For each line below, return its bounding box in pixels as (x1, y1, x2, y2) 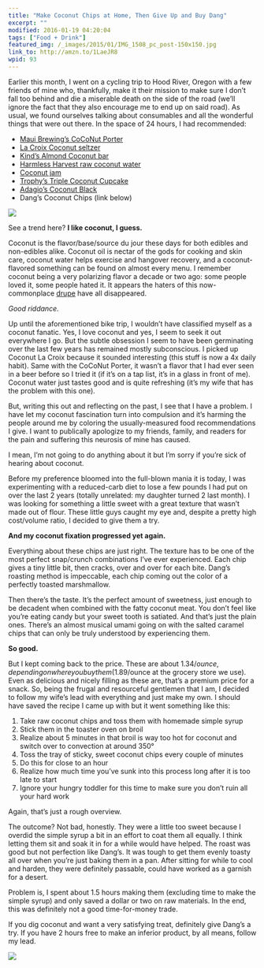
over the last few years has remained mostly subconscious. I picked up (8, 344, 239, 353)
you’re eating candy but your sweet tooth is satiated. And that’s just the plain (8, 612, 257, 621)
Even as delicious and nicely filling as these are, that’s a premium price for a (8, 676, 255, 685)
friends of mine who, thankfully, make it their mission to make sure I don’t (8, 85, 246, 95)
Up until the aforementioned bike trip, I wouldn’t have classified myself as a (8, 318, 252, 328)
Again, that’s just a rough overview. (8, 806, 122, 816)
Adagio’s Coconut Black (19, 184, 97, 194)
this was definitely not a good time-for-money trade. (8, 904, 179, 914)
